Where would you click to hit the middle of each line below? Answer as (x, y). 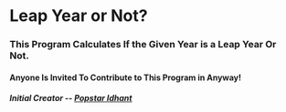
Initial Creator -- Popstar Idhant (71, 98)
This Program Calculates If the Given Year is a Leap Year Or (143, 45)
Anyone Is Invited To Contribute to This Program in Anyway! (126, 77)
